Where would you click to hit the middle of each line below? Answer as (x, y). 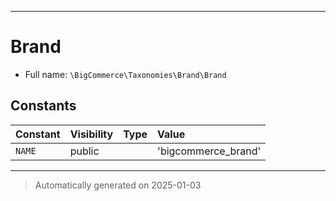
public (84, 151)
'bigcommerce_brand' (209, 151)
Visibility (91, 134)
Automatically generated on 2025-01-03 (118, 185)
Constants (43, 106)
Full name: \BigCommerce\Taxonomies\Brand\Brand (125, 74)
